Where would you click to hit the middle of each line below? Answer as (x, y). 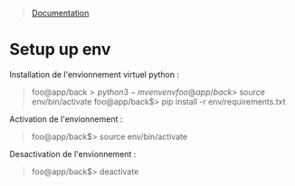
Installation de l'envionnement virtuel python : (94, 74)
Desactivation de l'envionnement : (73, 153)
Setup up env (60, 50)
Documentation (60, 13)
